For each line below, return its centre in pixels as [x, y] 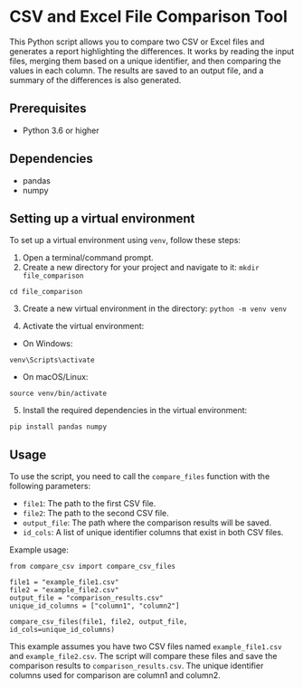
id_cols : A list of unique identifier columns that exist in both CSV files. [153, 533]
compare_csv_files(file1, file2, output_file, [99, 622]
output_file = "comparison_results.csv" [87, 599]
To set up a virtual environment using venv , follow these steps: [125, 241]
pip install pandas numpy [58, 427]
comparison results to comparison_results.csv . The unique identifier [137, 665]
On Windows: [47, 344]
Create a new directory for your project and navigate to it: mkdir [141, 268]
